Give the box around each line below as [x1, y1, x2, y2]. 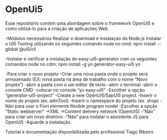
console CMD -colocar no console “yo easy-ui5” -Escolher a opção [5, 87, 145, 93]
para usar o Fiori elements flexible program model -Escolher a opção [15, 103, 157, 109]
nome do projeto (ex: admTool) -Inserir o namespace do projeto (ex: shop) [5, 97, 159, 104]
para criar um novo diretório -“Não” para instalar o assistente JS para [5, 113, 149, 119]
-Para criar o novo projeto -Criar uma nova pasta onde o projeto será [5, 71, 148, 77]
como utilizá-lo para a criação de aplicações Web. [5, 25, 109, 31]
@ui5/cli [19, 46, 36, 52]
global [5, 46, 19, 52]
